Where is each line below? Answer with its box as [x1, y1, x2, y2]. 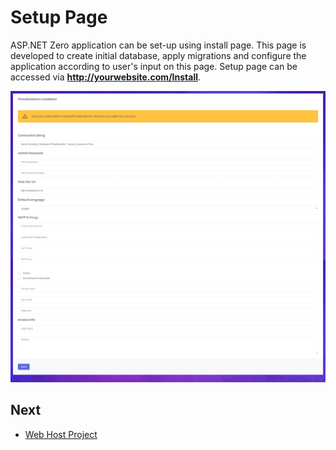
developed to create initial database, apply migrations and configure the [10, 49, 307, 61]
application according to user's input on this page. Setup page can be [10, 60, 298, 72]
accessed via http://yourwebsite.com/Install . [10, 71, 202, 83]
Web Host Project [24, 428, 98, 440]
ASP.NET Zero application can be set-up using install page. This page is [10, 39, 307, 51]
